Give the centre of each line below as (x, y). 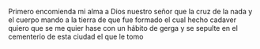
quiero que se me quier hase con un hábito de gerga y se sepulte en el (123, 28)
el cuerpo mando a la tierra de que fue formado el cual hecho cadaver (122, 20)
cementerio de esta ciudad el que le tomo (76, 36)
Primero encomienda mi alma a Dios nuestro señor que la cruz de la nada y (130, 11)
